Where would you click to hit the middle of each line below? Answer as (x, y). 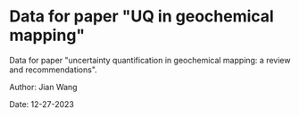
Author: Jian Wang (43, 87)
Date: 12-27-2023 (42, 104)
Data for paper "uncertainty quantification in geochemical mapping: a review (150, 60)
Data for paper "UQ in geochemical (141, 17)
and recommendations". (54, 70)
